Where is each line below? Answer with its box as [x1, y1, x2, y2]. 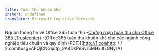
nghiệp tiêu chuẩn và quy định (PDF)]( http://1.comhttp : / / [5, 40, 122, 46]
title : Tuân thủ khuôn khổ [5, 7, 61, 12]
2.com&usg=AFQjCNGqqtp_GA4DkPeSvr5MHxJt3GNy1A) [5, 45, 122, 52]
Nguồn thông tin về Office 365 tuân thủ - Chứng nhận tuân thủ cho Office [5, 30, 154, 36]
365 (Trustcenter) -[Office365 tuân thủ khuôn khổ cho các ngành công [5, 35, 150, 41]
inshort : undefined [5, 12, 46, 17]
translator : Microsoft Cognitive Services [5, 16, 94, 21]
